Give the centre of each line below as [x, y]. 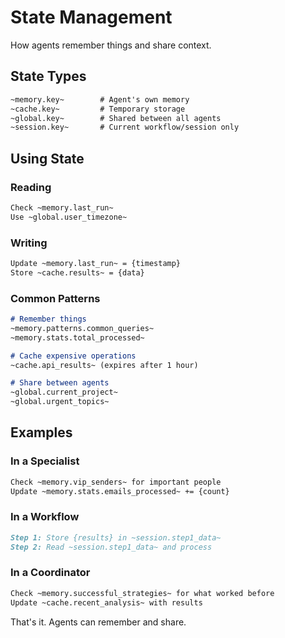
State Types [48, 76]
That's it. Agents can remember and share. [98, 622]
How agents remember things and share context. [111, 45]
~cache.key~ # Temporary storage [98, 109]
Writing [29, 243]
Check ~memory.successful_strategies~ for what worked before [142, 593]
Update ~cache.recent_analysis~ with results [106, 602]
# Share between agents [60, 383]
